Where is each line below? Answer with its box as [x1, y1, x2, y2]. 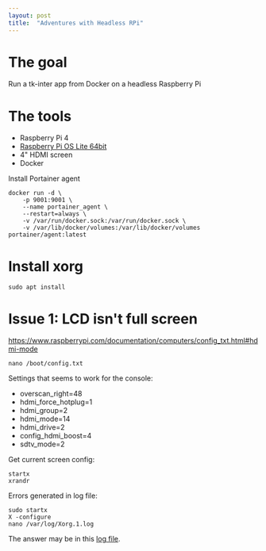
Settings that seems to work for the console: [8, 373, 153, 383]
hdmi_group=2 [19, 406, 68, 415]
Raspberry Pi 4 [19, 133, 69, 143]
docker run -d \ [8, 189, 62, 197]
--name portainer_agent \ [22, 203, 109, 211]
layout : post [8, 11, 52, 20]
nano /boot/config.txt [8, 360, 83, 368]
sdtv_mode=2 [19, 439, 65, 449]
